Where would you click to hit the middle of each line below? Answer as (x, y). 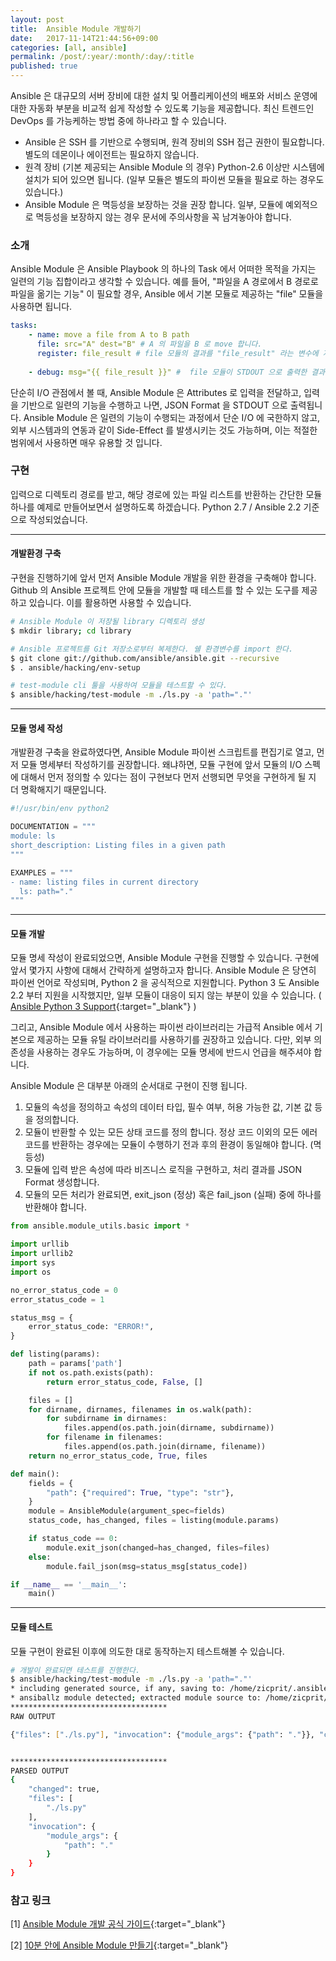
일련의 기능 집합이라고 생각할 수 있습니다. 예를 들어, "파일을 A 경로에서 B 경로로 (164, 282)
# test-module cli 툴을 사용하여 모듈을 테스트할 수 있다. (119, 686)
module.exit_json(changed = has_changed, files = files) (158, 1547)
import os (31, 1272)
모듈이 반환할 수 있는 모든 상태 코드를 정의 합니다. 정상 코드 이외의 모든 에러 (171, 1132)
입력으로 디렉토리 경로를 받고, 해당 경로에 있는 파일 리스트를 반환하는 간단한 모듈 (166, 494)
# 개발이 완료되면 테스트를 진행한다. (75, 1670)
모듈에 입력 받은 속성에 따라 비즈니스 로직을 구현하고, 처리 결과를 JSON (163, 1170)
